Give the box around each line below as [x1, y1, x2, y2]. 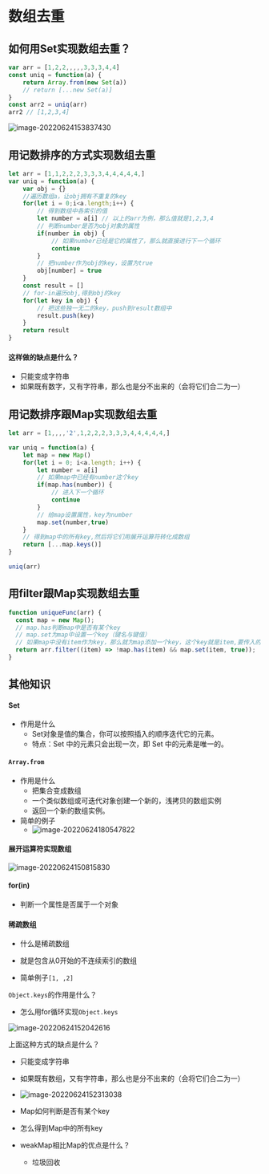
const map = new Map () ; [15, 615, 94, 624]
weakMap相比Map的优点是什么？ [19, 1140, 130, 1150]
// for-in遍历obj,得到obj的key [22, 289, 122, 297]
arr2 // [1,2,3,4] [8, 108, 70, 116]
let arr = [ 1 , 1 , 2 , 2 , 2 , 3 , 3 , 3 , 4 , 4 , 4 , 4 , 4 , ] [8, 169, 146, 177]
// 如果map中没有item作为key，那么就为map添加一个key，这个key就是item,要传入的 [15, 639, 262, 647]
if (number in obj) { [37, 230, 106, 238]
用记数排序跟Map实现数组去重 [8, 407, 158, 421]
